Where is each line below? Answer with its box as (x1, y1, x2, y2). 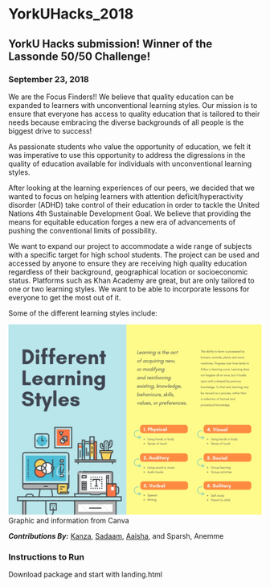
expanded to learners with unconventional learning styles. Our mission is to (8, 100, 258, 110)
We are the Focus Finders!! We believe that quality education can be (8, 92, 235, 101)
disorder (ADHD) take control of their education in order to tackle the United (8, 200, 260, 209)
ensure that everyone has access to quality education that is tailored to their (8, 109, 260, 118)
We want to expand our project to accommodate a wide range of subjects (8, 241, 252, 250)
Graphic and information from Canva (8, 515, 130, 525)
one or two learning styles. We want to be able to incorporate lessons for (8, 283, 250, 294)
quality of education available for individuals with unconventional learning (8, 159, 252, 168)
